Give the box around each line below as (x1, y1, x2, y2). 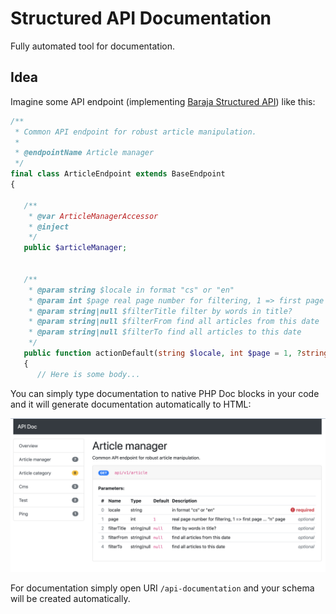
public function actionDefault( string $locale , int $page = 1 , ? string (23, 348, 329, 358)
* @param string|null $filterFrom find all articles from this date (28, 317, 320, 327)
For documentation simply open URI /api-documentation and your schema (10, 582, 315, 594)
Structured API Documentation (10, 7, 272, 30)
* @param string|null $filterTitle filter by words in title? (28, 306, 293, 316)
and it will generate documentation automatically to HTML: (10, 398, 252, 410)
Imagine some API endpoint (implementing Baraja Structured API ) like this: (10, 95, 316, 107)
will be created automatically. (10, 592, 131, 604)
